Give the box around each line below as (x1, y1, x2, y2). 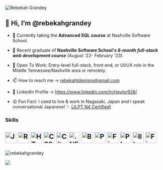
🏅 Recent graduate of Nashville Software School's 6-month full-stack (12, 47, 158, 53)
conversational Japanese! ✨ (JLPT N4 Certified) (12, 103, 111, 109)
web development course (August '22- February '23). (12, 52, 124, 58)
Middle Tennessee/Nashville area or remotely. (12, 67, 107, 73)
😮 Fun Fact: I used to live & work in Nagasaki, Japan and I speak (12, 98, 145, 104)
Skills (5, 116, 19, 123)
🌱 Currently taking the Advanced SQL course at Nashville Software (12, 32, 151, 38)
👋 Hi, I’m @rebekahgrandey (5, 19, 92, 27)
